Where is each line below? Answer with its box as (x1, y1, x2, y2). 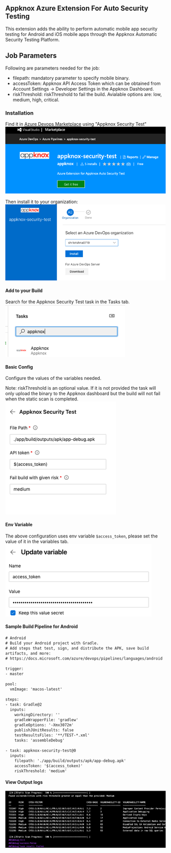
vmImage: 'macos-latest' (10, 686, 63, 692)
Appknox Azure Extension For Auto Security (5, 4, 149, 13)
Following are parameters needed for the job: (5, 65, 100, 71)
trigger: (5, 666, 24, 671)
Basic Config (5, 364, 33, 370)
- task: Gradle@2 (5, 702, 42, 707)
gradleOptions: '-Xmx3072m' (14, 722, 74, 728)
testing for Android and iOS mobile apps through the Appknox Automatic (5, 31, 157, 37)
